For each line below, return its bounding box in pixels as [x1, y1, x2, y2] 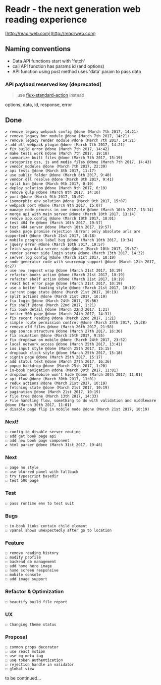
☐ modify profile [5, 555, 41, 560]
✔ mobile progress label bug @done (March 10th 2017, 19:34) [5, 237, 134, 242]
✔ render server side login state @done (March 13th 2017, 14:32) [5, 250, 145, 256]
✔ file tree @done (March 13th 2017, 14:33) [5, 394, 99, 399]
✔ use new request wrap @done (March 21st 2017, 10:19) [5, 268, 123, 273]
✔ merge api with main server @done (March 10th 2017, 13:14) [5, 212, 136, 217]
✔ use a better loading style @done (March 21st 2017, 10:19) [5, 285, 136, 290]
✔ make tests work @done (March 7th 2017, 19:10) [5, 151, 110, 156]
